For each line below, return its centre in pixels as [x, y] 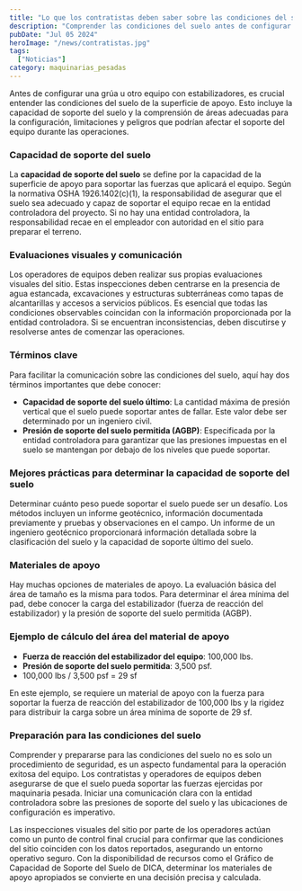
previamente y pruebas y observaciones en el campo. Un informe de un [142, 523]
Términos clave [44, 355]
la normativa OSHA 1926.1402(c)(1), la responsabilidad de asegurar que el [146, 193]
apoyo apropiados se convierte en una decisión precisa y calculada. [135, 877]
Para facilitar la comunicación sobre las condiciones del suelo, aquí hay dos [150, 375]
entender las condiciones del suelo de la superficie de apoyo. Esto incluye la [151, 102]
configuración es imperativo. [62, 812]
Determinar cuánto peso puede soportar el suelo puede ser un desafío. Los [149, 503]
